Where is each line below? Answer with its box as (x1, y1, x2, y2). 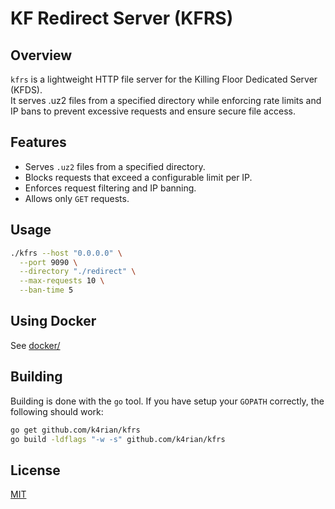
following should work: (10, 405, 104, 417)
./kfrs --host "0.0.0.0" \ (10, 248, 123, 258)
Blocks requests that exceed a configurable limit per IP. (24, 171, 253, 183)
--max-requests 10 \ (19, 276, 105, 286)
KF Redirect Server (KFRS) (10, 7, 234, 30)
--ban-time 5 (19, 285, 74, 296)
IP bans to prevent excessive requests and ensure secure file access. (10, 105, 296, 117)
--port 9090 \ (19, 257, 78, 267)
